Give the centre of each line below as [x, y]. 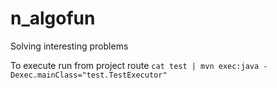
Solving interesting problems [69, 46]
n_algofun [53, 18]
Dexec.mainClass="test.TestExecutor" [89, 75]
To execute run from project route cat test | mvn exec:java [135, 65]
